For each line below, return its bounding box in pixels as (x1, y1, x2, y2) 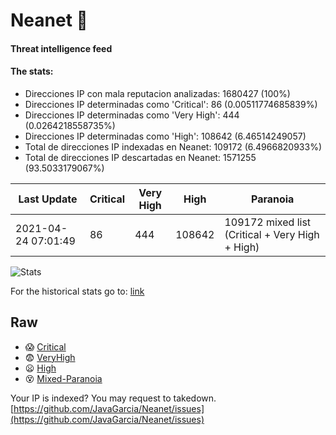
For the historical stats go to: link (10, 285, 145, 297)
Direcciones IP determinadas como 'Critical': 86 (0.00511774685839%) (24, 98, 318, 110)
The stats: (10, 65, 54, 78)
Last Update (18, 192, 78, 206)
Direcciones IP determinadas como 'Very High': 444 (24, 109, 240, 121)
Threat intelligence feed (10, 42, 113, 54)
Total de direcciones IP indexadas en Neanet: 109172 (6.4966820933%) (24, 140, 322, 153)
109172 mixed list (224, 215, 312, 229)
